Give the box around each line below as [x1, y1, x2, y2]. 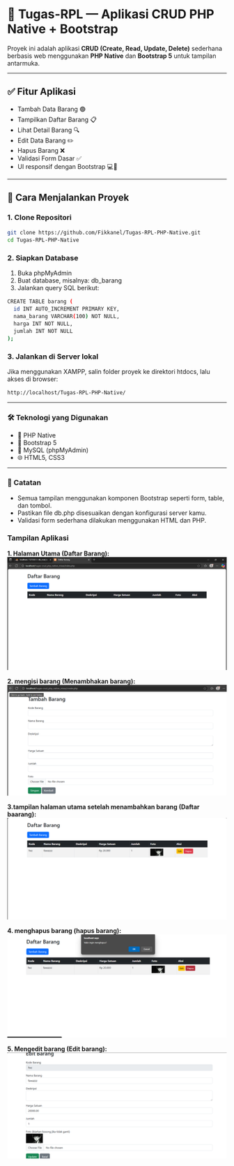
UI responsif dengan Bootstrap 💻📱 [17, 162, 118, 170]
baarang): [7, 810, 37, 819]
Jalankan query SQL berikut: [17, 284, 100, 292]
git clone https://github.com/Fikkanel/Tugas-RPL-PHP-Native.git [7, 230, 201, 237]
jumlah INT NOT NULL [13, 327, 73, 334]
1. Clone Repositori [7, 213, 72, 223]
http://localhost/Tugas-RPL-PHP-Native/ [7, 389, 127, 396]
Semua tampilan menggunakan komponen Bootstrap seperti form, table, [17, 493, 225, 502]
